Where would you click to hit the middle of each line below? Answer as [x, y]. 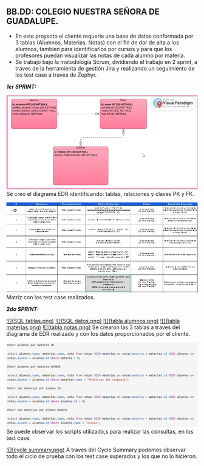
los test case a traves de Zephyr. [56, 75]
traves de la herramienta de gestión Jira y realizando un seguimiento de [105, 68]
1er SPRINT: [21, 86]
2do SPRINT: [23, 309]
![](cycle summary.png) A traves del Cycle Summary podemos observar [96, 450]
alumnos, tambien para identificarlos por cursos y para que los [93, 49]
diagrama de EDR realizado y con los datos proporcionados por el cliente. [98, 334]
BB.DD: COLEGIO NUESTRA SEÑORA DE [83, 12]
